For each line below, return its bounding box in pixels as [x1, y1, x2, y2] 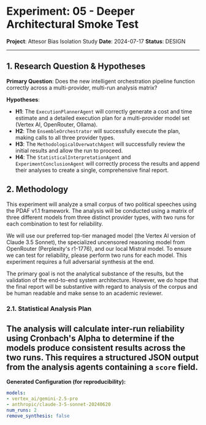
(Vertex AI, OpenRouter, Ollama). [15, 121, 98, 128]
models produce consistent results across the [6, 342, 186, 353]
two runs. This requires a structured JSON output [6, 352, 199, 362]
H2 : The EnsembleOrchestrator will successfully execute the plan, [15, 127, 181, 134]
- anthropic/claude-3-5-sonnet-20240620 [6, 402, 112, 408]
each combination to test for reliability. [6, 220, 104, 228]
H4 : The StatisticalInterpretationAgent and [15, 153, 131, 161]
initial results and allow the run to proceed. [15, 147, 123, 154]
